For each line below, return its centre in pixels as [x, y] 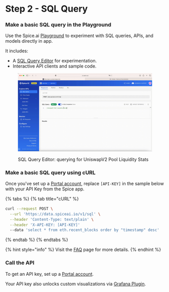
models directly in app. [29, 41]
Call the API [20, 263]
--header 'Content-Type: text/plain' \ [52, 219]
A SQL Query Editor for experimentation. [55, 61]
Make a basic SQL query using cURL [51, 172]
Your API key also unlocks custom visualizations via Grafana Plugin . [76, 284]
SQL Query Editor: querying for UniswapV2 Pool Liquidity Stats [83, 159]
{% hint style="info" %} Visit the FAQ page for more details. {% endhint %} [83, 250]
